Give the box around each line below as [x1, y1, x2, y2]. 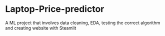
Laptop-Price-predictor [5, 3, 104, 15]
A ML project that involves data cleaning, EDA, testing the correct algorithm [5, 20, 160, 26]
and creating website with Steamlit [5, 25, 76, 31]
